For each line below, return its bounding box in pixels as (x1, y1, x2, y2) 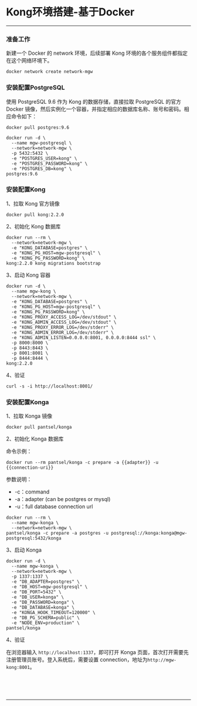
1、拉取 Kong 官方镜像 (6, 200, 60, 207)
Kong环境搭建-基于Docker (6, 5, 135, 19)
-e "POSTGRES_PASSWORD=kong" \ (11, 160, 88, 167)
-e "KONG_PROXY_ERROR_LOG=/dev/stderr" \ (11, 324, 114, 330)
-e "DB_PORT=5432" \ (11, 589, 62, 595)
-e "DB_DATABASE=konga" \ (11, 605, 75, 611)
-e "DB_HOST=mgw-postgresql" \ (11, 584, 88, 590)
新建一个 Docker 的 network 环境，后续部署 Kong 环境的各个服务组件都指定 (6, 49, 188, 57)
